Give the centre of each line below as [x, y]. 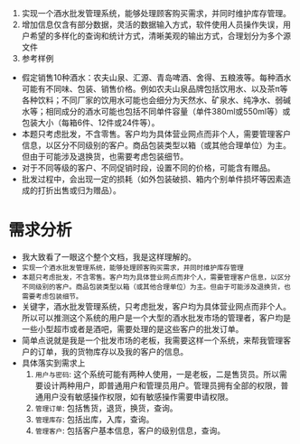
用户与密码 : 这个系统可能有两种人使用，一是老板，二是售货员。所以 [157, 374]
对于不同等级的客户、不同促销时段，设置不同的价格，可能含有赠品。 [148, 168]
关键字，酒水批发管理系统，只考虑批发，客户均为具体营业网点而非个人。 [156, 306]
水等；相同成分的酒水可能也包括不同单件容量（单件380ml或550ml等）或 [156, 111]
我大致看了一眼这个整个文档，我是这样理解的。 [108, 256]
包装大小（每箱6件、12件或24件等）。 [90, 123]
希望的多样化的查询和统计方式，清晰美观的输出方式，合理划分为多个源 [160, 36]
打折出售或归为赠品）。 [79, 190]
